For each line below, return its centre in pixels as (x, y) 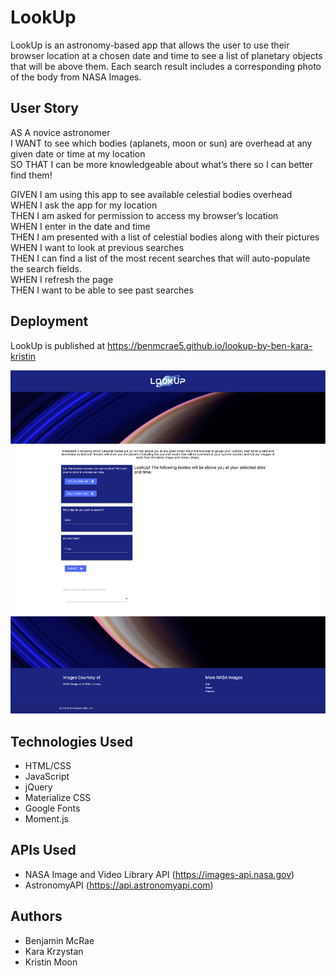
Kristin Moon (51, 962)
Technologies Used (71, 741)
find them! (31, 175)
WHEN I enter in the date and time (80, 226)
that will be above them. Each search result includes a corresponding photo (166, 66)
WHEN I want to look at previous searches (97, 247)
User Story (44, 108)
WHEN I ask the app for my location (84, 205)
